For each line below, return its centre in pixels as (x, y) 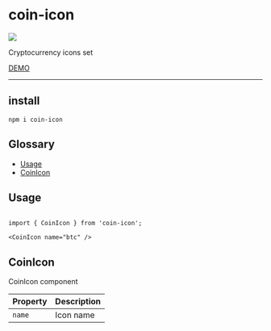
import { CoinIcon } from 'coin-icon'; (75, 224)
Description (78, 302)
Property (30, 302)
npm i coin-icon (35, 119)
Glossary (31, 144)
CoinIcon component (43, 282)
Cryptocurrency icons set (51, 52)
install (24, 101)
